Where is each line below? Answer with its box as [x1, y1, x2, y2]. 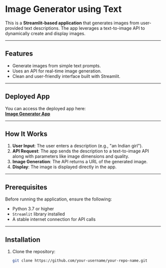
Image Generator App [5, 111, 50, 117]
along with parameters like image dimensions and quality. [12, 153, 129, 159]
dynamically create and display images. [5, 30, 85, 36]
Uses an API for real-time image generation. [12, 68, 102, 74]
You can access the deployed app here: [5, 105, 86, 111]
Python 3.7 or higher [12, 206, 54, 212]
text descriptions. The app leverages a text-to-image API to [24, 25, 145, 31]
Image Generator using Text [5, 3, 122, 15]
